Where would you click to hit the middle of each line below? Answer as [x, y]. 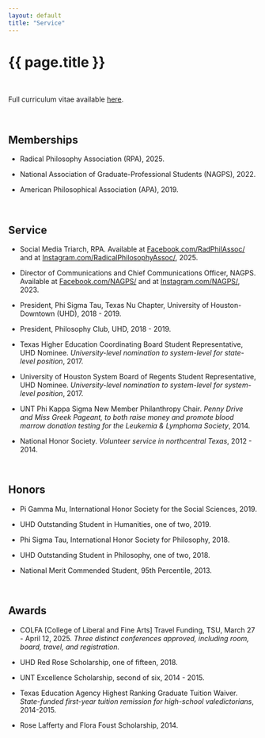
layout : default [35, 15]
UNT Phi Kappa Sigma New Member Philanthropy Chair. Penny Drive [131, 409]
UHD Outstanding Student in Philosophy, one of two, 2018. [115, 555]
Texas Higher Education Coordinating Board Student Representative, [131, 344]
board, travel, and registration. [70, 647]
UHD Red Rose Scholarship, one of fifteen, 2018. [98, 662]
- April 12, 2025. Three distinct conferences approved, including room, [134, 638]
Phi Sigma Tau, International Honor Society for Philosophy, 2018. [125, 540]
